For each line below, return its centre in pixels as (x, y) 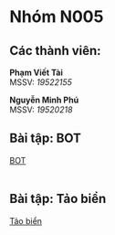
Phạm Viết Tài (37, 72)
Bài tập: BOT (46, 139)
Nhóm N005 (57, 17)
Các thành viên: (56, 51)
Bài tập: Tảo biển (58, 199)
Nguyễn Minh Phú (44, 100)
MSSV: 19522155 (41, 82)
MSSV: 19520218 (41, 110)
